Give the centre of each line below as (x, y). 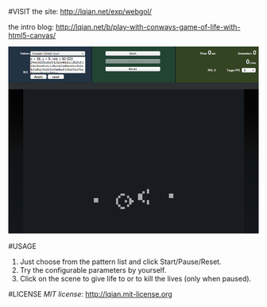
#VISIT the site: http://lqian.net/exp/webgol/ (80, 12)
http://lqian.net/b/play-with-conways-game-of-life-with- (148, 27)
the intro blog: (31, 27)
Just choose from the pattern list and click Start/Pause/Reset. (120, 262)
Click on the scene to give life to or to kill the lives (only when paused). (135, 278)
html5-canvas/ (32, 35)
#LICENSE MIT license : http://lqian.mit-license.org (90, 293)
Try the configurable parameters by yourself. (93, 270)
